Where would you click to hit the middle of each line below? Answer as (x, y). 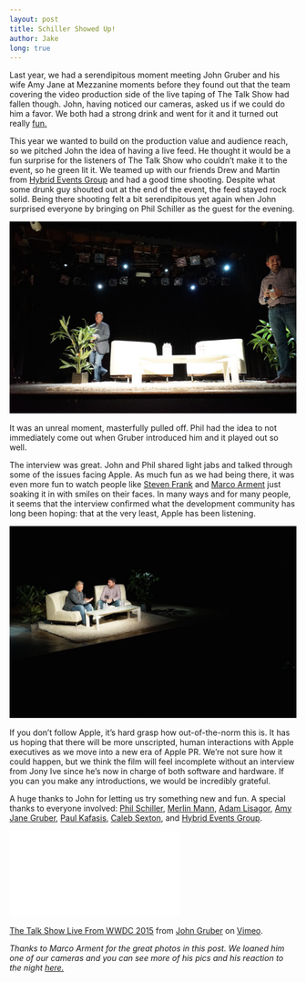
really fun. (28, 124)
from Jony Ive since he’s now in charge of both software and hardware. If (147, 771)
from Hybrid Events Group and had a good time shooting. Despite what (143, 180)
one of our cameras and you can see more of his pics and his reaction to (147, 957)
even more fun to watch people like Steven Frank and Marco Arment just (145, 484)
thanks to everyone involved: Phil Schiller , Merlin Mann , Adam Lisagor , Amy (151, 808)
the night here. (37, 967)
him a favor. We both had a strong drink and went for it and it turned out (144, 114)
